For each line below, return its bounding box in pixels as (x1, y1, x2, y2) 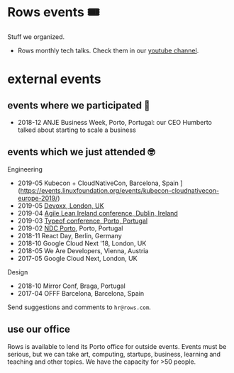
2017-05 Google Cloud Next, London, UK (17, 254, 138, 262)
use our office (7, 323, 71, 335)
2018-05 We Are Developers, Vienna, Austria (17, 246, 149, 255)
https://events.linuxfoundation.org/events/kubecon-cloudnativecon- (20, 186, 220, 194)
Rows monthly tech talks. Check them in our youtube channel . (17, 46, 199, 55)
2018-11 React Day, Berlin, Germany (17, 231, 122, 240)
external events (7, 71, 101, 87)
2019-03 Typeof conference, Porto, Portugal (17, 216, 147, 225)
